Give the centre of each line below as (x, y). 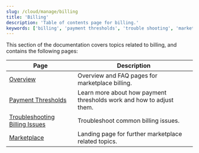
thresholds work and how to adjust (125, 100)
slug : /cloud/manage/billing (42, 12)
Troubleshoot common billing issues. (129, 121)
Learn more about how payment (122, 93)
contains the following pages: (42, 51)
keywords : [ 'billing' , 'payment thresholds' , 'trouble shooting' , (90, 28)
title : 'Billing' (28, 17)
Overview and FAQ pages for (118, 76)
